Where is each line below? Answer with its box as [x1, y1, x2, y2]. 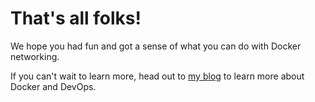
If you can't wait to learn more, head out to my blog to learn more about [10, 70, 305, 82]
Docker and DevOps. [10, 80, 97, 92]
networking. [10, 50, 60, 62]
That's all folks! [10, 7, 142, 30]
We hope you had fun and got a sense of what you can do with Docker [10, 40, 302, 52]
